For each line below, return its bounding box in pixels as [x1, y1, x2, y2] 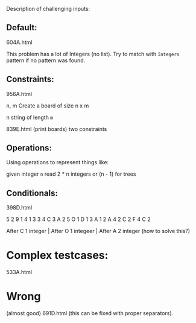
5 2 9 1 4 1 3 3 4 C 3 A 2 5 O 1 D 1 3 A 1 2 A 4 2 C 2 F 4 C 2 [6, 216, 151, 223]
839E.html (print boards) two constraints [6, 125, 107, 132]
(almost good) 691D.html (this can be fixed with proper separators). [6, 310, 174, 317]
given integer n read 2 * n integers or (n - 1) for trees [6, 170, 136, 177]
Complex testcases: [6, 249, 109, 262]
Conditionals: [6, 188, 58, 198]
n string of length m [6, 114, 53, 121]
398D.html [6, 204, 33, 211]
